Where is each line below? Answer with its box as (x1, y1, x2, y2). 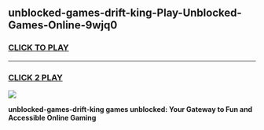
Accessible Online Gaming (8, 113, 97, 122)
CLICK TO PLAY (8, 43, 69, 54)
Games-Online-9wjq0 (8, 19, 118, 32)
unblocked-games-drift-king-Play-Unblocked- (8, 6, 242, 20)
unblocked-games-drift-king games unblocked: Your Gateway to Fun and (8, 104, 253, 113)
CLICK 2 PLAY (8, 72, 63, 83)
